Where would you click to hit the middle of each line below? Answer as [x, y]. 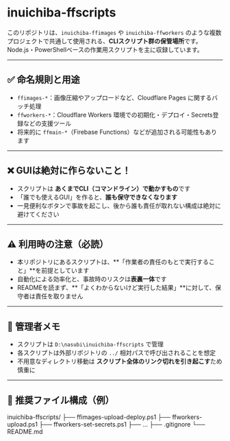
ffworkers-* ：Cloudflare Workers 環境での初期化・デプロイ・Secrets [115, 115]
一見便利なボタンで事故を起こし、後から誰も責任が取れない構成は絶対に [119, 205]
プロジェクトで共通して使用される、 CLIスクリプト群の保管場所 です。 [104, 41]
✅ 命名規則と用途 [43, 80]
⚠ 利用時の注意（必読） [58, 244]
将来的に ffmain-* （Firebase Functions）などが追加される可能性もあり [117, 132]
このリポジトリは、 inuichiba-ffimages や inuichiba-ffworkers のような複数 [114, 32]
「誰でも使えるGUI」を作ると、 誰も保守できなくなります [97, 197]
